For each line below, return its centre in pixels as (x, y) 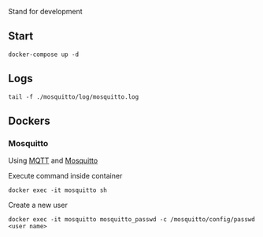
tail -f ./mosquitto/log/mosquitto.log (74, 97)
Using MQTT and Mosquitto (53, 160)
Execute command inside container (65, 176)
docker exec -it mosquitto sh (58, 190)
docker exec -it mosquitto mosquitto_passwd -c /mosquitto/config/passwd (132, 220)
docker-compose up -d (44, 55)
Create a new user (38, 205)
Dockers (29, 121)
